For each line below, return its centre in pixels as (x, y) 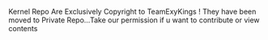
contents (23, 28)
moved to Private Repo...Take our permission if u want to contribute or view (134, 20)
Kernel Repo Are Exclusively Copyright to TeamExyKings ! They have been (132, 12)
